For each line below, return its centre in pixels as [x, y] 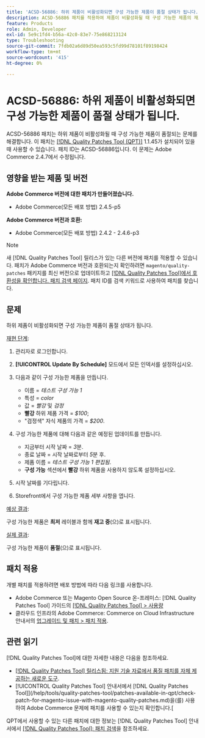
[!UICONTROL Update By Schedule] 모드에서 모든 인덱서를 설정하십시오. [104, 364]
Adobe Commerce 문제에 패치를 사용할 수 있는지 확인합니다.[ [100, 707]
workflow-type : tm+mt [34, 52]
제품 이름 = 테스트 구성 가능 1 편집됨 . [68, 462]
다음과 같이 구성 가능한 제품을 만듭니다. [62, 377]
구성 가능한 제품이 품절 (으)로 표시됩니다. [54, 548]
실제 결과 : [18, 535]
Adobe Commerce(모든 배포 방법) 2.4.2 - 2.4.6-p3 [77, 233]
